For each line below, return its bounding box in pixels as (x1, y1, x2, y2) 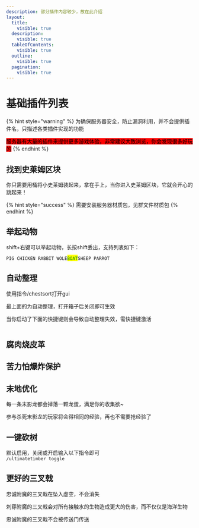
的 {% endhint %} (6, 145, 49, 152)
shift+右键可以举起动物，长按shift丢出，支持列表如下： (6, 243, 140, 250)
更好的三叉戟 (6, 473, 53, 483)
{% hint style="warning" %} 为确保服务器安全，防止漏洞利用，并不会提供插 (6, 118, 190, 125)
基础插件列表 (6, 97, 69, 111)
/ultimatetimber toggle (6, 456, 65, 462)
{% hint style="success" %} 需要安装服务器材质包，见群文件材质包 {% (6, 202, 178, 208)
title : (11, 20, 28, 26)
